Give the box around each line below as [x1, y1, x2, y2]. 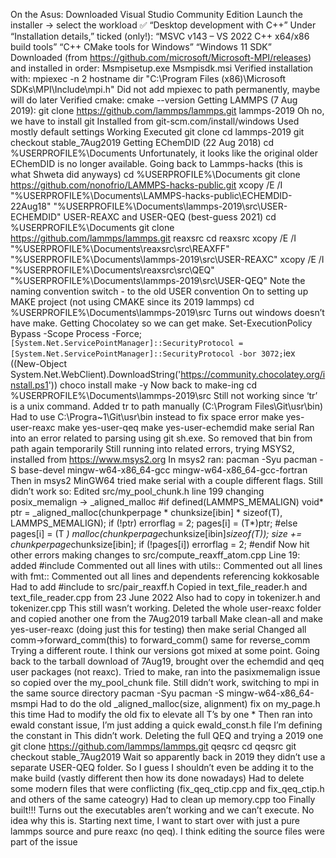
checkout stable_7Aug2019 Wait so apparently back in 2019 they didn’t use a [10, 751, 326, 763]
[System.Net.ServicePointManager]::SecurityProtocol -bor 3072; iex [10, 347, 296, 359]
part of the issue [10, 836, 78, 848]
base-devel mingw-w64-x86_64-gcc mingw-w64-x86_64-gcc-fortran [18, 464, 308, 476]
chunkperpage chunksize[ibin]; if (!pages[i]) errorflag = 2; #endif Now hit [10, 539, 310, 550]
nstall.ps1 [10, 379, 49, 391]
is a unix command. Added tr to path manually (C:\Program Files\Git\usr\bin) [10, 400, 324, 412]
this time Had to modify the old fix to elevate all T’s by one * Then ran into [10, 709, 313, 720]
